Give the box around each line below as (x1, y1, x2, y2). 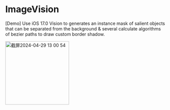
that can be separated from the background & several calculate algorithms (5, 25, 161, 31)
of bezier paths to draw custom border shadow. (5, 31, 105, 37)
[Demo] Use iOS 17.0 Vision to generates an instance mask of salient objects (5, 20, 165, 26)
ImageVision (5, 4, 60, 15)
